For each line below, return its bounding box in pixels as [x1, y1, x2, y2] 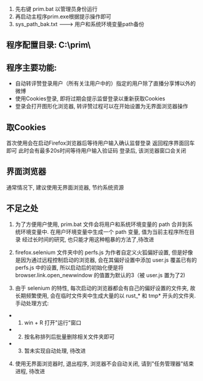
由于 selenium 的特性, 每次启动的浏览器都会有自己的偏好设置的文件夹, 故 [15, 284, 196, 292]
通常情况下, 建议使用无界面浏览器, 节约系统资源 [6, 184, 124, 191]
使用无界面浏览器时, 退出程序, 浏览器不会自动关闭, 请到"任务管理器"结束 [15, 360, 194, 367]
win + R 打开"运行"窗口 [24, 318, 82, 326]
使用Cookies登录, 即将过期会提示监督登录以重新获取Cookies [15, 95, 165, 102]
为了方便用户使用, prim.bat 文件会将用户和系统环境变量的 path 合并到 [15, 221, 188, 228]
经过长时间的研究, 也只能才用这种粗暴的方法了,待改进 [22, 236, 155, 243]
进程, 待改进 [15, 367, 45, 375]
